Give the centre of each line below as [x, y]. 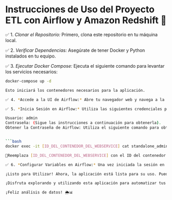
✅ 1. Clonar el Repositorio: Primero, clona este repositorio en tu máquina [81, 34]
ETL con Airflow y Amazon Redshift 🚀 [86, 20]
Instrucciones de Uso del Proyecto [80, 9]
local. [11, 40]
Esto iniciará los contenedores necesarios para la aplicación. [75, 90]
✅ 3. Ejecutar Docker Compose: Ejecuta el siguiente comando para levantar [85, 66]
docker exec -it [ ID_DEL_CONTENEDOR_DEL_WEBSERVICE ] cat [67, 146]
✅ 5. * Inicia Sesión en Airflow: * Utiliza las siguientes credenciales [84, 109]
